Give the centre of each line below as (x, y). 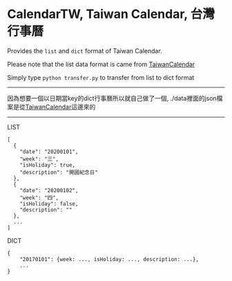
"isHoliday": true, (48, 165)
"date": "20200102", (49, 190)
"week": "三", (39, 159)
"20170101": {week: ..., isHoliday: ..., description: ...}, (109, 259)
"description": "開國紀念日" (59, 172)
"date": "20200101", (49, 152)
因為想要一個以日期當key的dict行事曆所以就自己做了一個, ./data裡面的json (112, 98)
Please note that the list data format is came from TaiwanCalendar (101, 64)
